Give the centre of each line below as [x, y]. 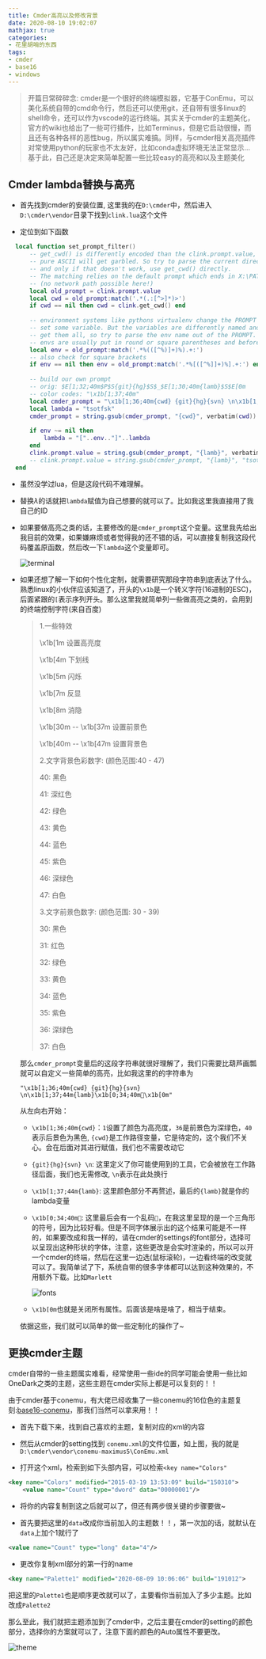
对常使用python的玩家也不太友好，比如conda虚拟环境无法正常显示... [139, 147]
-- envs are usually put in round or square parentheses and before [144, 342]
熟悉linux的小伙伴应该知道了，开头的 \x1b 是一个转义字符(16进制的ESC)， [137, 589]
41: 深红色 [56, 794]
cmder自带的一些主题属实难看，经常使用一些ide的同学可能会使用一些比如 [128, 1373]
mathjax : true [32, 30]
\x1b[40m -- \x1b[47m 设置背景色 [93, 743]
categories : [28, 38]
